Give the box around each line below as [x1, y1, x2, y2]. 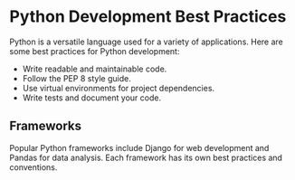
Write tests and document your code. [22, 92, 161, 103]
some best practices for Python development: [9, 45, 180, 56]
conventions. [9, 161, 58, 173]
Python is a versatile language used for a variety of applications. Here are [9, 36, 283, 47]
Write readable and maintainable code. [22, 63, 167, 74]
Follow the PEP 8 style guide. [22, 72, 131, 83]
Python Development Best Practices [9, 6, 287, 27]
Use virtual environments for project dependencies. [22, 82, 215, 93]
